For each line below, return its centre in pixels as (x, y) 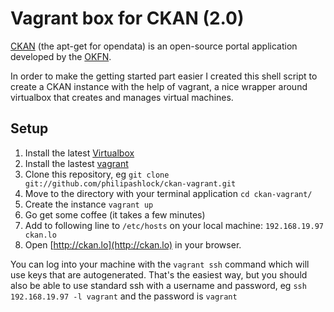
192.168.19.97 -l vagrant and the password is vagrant (124, 296)
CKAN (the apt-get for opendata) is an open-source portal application (154, 46)
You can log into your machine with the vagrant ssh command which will (160, 264)
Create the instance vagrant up (89, 204)
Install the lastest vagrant (76, 163)
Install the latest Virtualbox (79, 153)
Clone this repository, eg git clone (97, 174)
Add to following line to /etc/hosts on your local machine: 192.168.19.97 (174, 225)
